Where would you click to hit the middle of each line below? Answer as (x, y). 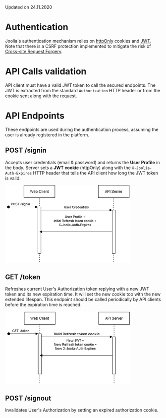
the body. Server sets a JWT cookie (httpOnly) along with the (68, 168)
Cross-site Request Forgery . (34, 51)
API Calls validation (46, 72)
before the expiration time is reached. (43, 305)
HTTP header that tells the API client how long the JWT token (96, 173)
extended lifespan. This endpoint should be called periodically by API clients (83, 299)
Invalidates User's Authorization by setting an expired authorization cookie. (82, 410)
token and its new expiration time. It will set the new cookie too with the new (83, 294)
